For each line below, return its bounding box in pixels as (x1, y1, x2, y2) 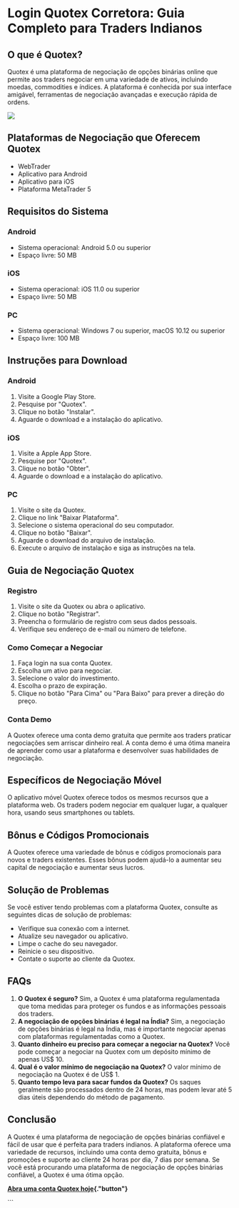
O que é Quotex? (7, 49, 83, 61)
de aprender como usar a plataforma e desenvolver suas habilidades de (7, 746, 219, 755)
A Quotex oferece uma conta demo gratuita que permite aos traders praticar (7, 730, 232, 740)
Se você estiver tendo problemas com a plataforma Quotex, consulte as (7, 903, 218, 912)
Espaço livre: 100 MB (17, 334, 80, 343)
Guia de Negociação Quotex (7, 564, 134, 576)
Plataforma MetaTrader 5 (17, 184, 91, 193)
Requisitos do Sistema (7, 206, 109, 218)
